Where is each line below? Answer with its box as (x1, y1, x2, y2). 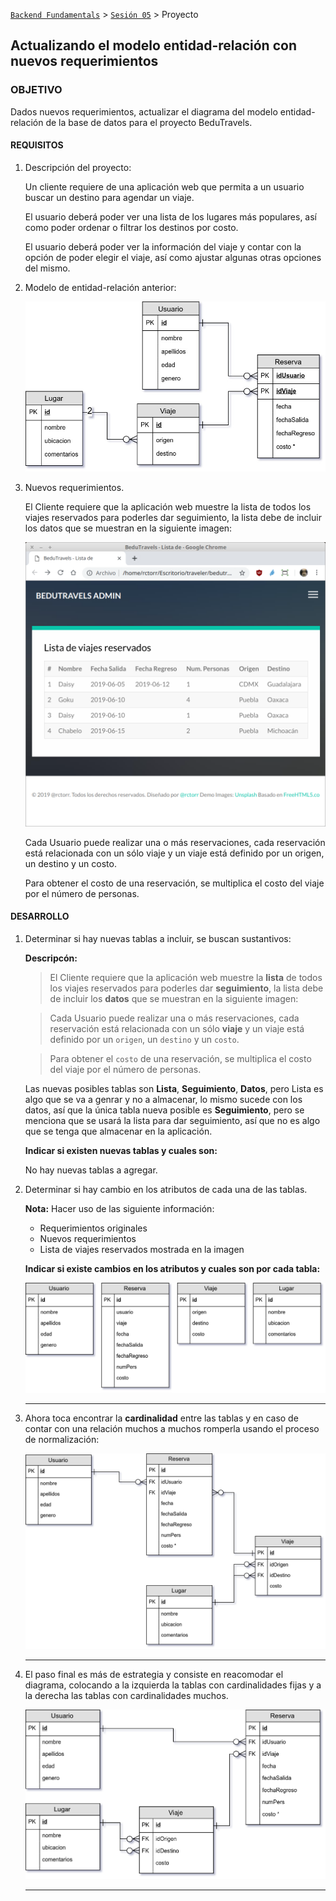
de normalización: (24, 1433, 100, 1445)
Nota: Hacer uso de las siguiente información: (24, 1202, 215, 1214)
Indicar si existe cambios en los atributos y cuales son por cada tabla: (24, 1262, 321, 1274)
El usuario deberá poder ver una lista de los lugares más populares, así (24, 210, 318, 223)
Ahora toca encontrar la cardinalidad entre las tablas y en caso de (24, 1412, 299, 1424)
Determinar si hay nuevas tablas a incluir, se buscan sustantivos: (24, 932, 292, 944)
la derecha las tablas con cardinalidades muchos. (24, 1689, 229, 1701)
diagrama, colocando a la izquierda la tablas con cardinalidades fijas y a (24, 1679, 322, 1691)
